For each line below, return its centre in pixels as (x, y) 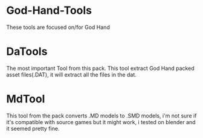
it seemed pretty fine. (33, 128)
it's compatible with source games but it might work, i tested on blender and (101, 122)
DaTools (27, 52)
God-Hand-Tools (49, 11)
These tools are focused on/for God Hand (58, 27)
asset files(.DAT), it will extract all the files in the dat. (72, 74)
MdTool (26, 99)
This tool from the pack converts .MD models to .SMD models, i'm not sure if (101, 116)
